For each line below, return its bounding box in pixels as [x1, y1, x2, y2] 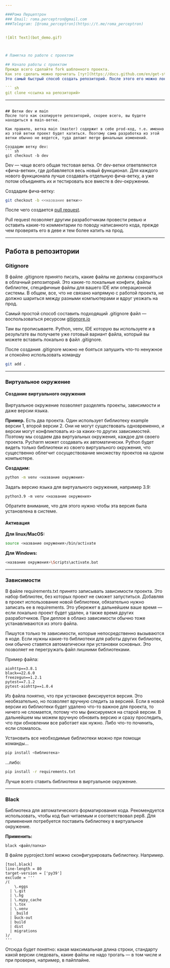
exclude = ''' [5, 875, 35, 881]
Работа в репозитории [5, 247, 79, 255]
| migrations [10, 928, 37, 934]
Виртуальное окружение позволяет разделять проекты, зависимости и [5, 402, 160, 409]
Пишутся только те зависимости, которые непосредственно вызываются [5, 630, 164, 637]
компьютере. [5, 455, 34, 461]
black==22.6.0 [5, 671, 35, 676]
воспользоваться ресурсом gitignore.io [5, 316, 91, 322]
